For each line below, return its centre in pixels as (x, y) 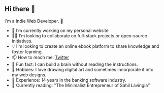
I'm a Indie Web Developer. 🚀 (34, 21)
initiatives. (22, 41)
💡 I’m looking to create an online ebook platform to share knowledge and (85, 46)
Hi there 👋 (20, 9)
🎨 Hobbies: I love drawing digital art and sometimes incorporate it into (82, 69)
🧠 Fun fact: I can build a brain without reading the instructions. (75, 64)
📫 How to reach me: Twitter (40, 57)
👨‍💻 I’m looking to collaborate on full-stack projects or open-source (79, 35)
